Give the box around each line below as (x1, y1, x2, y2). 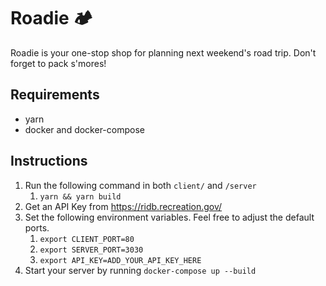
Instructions (10, 153, 88, 170)
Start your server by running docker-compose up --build (24, 264, 257, 276)
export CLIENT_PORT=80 (39, 234, 135, 244)
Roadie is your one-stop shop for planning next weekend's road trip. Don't (10, 46, 317, 59)
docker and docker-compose (24, 123, 145, 135)
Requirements (10, 86, 100, 104)
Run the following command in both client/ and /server (24, 179, 257, 191)
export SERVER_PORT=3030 (39, 245, 144, 255)
